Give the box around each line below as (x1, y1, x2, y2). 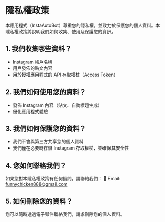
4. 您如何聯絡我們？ (5, 161, 67, 170)
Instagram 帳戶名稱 (12, 59, 53, 65)
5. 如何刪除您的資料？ (5, 197, 73, 205)
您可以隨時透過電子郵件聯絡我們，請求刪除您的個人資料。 (5, 211, 125, 217)
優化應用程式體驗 (12, 108, 48, 114)
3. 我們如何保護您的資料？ (5, 124, 86, 133)
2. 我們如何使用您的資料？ (5, 88, 86, 96)
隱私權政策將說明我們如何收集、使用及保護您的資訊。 (5, 28, 116, 34)
